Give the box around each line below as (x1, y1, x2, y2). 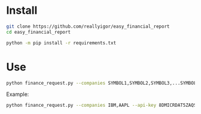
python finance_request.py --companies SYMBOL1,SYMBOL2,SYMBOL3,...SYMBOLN (6, 80, 199, 86)
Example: (6, 91, 29, 98)
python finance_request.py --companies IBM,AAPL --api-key (6, 103, 157, 109)
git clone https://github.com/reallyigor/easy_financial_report (6, 23, 170, 29)
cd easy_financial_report (6, 29, 71, 35)
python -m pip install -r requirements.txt (6, 40, 117, 46)
